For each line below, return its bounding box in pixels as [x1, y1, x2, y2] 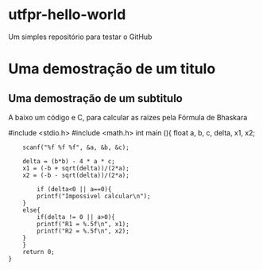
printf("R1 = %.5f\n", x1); [37, 220, 130, 228]
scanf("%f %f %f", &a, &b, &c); [22, 143, 130, 151]
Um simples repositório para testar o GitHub [8, 32, 153, 41]
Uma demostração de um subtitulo [8, 92, 183, 105]
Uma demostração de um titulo [8, 60, 216, 78]
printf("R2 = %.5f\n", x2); [37, 227, 130, 235]
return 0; [22, 248, 56, 256]
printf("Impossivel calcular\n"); [37, 192, 151, 200]
